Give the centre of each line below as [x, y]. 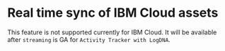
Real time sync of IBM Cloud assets [113, 13]
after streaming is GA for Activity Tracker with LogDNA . [89, 39]
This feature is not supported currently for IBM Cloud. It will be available [112, 32]
